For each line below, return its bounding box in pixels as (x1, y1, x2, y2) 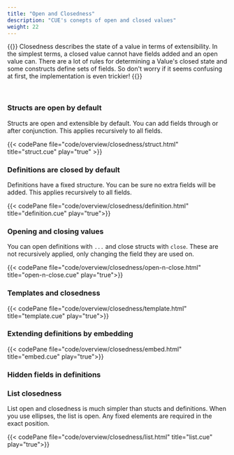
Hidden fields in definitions (7, 370, 101, 380)
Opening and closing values (7, 226, 104, 236)
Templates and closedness (7, 288, 101, 298)
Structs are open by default (7, 103, 102, 113)
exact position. (7, 419, 50, 428)
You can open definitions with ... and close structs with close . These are (7, 243, 219, 251)
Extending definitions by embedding (7, 329, 134, 339)
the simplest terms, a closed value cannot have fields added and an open (7, 50, 218, 58)
